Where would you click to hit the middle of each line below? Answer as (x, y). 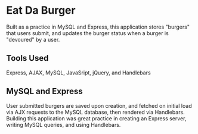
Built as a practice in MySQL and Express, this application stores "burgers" (98, 27)
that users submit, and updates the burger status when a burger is (87, 33)
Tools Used (27, 58)
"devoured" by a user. (33, 39)
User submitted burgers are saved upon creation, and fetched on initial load (99, 105)
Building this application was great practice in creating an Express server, (96, 118)
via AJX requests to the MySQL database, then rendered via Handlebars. (95, 112)
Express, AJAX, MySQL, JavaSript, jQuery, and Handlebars (78, 73)
